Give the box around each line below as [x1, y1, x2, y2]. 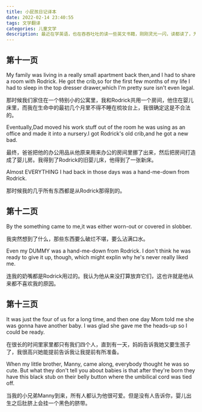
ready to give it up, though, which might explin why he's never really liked [6, 253, 188, 260]
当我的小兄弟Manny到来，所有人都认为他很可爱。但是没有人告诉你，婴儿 [6, 392, 186, 399]
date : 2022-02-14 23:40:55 [6, 14, 74, 20]
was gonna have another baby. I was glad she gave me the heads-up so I [6, 322, 188, 329]
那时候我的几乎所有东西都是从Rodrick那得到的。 [6, 187, 126, 194]
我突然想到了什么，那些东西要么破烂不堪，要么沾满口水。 [6, 235, 148, 242]
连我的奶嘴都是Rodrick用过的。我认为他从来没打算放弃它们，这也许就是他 [6, 272, 189, 280]
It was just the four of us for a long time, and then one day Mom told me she [6, 315, 194, 322]
